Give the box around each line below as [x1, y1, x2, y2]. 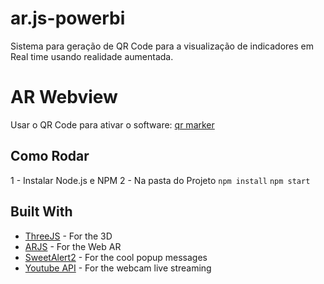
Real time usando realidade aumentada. [10, 50, 174, 62]
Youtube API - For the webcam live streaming [24, 262, 212, 274]
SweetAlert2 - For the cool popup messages [24, 251, 208, 263]
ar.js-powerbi [10, 7, 126, 30]
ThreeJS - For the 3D [24, 230, 113, 242]
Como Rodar [10, 148, 90, 165]
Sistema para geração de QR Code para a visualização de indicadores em [10, 40, 315, 52]
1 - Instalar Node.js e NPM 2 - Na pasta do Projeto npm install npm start [10, 174, 311, 186]
